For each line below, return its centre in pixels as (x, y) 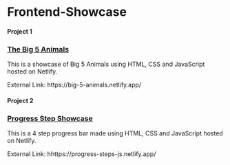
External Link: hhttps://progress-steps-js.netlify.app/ (82, 154)
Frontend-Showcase (67, 12)
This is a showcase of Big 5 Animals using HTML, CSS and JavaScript (106, 64)
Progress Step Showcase (50, 118)
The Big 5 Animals (38, 49)
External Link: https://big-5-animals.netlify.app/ (74, 85)
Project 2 (20, 100)
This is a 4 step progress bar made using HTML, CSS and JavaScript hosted (115, 133)
